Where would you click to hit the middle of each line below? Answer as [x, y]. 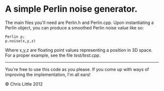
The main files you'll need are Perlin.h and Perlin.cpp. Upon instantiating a [79, 23]
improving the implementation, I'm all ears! [48, 74]
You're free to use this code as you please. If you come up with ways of [77, 69]
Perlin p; [15, 37]
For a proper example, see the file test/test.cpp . [53, 55]
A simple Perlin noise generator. [71, 9]
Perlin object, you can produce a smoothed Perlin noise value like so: [74, 27]
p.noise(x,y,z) [20, 41]
